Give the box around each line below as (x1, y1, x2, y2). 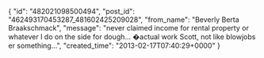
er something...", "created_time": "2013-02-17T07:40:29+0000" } (8, 41, 220, 50)
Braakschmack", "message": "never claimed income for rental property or (8, 24, 250, 32)
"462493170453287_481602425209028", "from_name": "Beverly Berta (8, 15, 239, 24)
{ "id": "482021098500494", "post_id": (8, 7, 135, 16)
